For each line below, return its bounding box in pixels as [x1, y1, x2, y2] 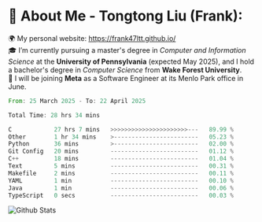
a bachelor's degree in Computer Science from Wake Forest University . [8, 65, 242, 74]
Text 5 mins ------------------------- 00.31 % [8, 162, 234, 170]
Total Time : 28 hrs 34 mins [8, 111, 101, 119]
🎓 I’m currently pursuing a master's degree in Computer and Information [8, 45, 246, 54]
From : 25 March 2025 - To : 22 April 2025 [8, 97, 146, 105]
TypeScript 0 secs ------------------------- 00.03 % [8, 191, 234, 199]
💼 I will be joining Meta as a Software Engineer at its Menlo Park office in [8, 73, 244, 83]
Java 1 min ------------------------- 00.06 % [8, 184, 234, 192]
